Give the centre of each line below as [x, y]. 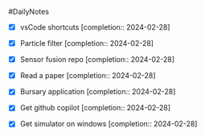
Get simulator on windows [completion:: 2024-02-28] [109, 124]
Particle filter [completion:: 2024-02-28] [87, 43]
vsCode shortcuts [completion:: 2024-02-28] [95, 27]
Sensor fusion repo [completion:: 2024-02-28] [97, 60]
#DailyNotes [29, 12]
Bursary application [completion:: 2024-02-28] [98, 92]
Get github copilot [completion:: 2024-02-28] [95, 108]
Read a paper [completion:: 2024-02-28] [88, 76]
